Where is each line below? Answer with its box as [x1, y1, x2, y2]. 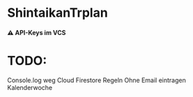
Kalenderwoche [7, 83, 53, 91]
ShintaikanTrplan [7, 5, 108, 21]
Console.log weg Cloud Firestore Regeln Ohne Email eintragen [7, 75, 186, 84]
